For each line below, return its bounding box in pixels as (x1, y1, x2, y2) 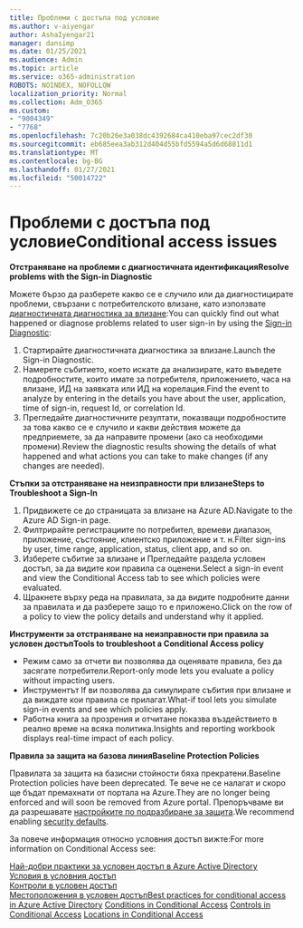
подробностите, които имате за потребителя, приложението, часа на (22, 373, 291, 385)
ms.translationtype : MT (9, 148, 99, 157)
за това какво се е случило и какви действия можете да (22, 422, 241, 433)
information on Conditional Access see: (9, 844, 156, 855)
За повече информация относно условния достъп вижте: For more (9, 834, 264, 845)
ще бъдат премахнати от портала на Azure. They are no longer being (9, 788, 270, 798)
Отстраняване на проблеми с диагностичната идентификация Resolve (9, 262, 289, 273)
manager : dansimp (9, 38, 75, 48)
